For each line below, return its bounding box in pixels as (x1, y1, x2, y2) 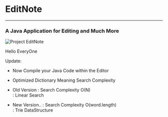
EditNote (5, 3, 42, 15)
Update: (5, 58, 22, 64)
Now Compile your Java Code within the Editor (12, 68, 109, 74)
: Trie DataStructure (12, 107, 53, 113)
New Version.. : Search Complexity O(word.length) (12, 102, 116, 108)
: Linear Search (12, 92, 44, 98)
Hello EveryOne (5, 48, 37, 54)
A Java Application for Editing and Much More (5, 27, 119, 34)
